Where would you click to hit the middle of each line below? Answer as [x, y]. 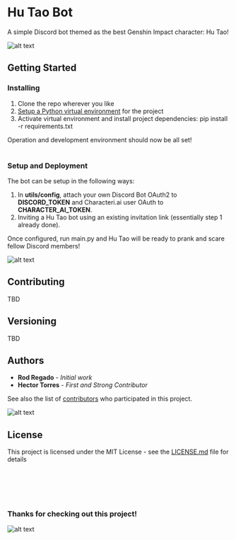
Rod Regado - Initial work [55, 378]
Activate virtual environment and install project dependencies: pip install [123, 118]
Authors [26, 361]
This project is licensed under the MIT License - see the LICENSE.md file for [118, 452]
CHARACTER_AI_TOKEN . [55, 209]
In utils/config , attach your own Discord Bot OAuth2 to [97, 195]
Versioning [32, 322]
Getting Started [42, 68]
